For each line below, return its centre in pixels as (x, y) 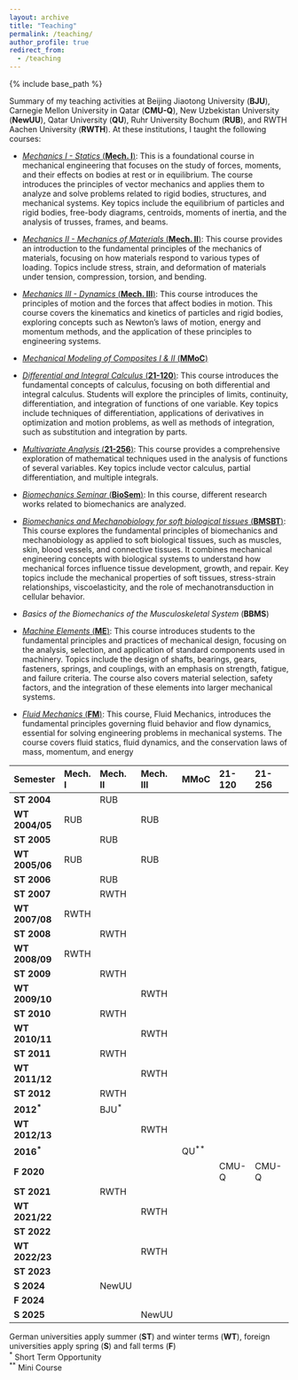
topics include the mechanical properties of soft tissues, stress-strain (149, 578)
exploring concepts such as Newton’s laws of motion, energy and (141, 322)
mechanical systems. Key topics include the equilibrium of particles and (153, 203)
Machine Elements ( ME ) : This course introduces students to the (138, 631)
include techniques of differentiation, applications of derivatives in (143, 413)
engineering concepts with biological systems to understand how (141, 559)
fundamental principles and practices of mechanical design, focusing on (154, 640)
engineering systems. (62, 341)
